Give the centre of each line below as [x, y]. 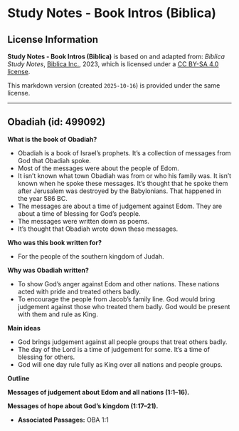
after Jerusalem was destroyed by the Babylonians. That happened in [119, 191]
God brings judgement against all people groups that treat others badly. [122, 342]
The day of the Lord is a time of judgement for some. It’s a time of [113, 349]
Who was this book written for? [54, 242]
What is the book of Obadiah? [52, 139]
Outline [18, 378]
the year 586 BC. [42, 198]
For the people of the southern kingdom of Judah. [91, 256]
